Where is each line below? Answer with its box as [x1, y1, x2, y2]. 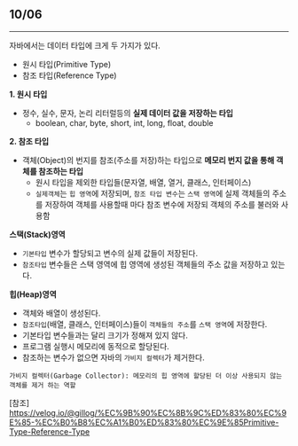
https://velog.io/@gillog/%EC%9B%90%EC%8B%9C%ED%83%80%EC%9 [9, 407, 287, 418]
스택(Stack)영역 [9, 229, 66, 239]
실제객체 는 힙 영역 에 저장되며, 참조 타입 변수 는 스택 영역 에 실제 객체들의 [35, 188, 271, 199]
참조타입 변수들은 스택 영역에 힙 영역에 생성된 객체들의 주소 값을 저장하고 [21, 259, 269, 270]
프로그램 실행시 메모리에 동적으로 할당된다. [21, 340, 170, 351]
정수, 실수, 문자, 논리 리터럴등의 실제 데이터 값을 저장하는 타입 [21, 107, 233, 118]
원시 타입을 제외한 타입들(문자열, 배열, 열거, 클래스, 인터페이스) [35, 176, 252, 187]
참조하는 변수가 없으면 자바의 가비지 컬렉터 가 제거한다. [21, 352, 206, 363]
